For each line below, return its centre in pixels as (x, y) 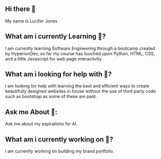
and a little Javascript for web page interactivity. (54, 59)
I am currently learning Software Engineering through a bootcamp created (80, 48)
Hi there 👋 (20, 9)
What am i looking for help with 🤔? (59, 74)
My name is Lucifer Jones (31, 21)
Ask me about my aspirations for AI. (41, 124)
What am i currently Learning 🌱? (55, 37)
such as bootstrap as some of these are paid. (51, 96)
